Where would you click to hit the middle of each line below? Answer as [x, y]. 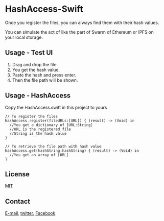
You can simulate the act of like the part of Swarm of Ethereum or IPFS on [80, 32]
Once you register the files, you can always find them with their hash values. [82, 23]
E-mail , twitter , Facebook [30, 213]
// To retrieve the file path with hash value [53, 146]
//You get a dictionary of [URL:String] [51, 125]
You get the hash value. [36, 70]
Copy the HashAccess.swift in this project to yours [56, 107]
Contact [18, 201]
